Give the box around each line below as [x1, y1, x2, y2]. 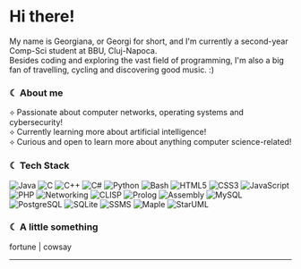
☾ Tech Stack [9, 159, 70, 172]
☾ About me [9, 87, 64, 99]
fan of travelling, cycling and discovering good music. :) [9, 64, 215, 75]
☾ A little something [9, 221, 99, 233]
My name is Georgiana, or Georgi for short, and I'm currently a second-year [9, 36, 288, 46]
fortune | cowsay [9, 241, 72, 252]
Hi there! [9, 6, 75, 27]
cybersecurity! [9, 117, 64, 128]
